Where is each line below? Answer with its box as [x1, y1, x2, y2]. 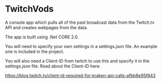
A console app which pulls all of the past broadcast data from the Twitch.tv [5, 19, 155, 25]
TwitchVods [5, 3, 54, 15]
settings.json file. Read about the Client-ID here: [5, 63, 101, 69]
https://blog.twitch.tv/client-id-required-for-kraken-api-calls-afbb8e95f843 [5, 72, 156, 78]
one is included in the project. [5, 49, 64, 54]
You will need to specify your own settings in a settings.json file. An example [5, 43, 158, 49]
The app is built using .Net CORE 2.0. [5, 34, 79, 40]
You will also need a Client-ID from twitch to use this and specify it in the [5, 58, 150, 64]
